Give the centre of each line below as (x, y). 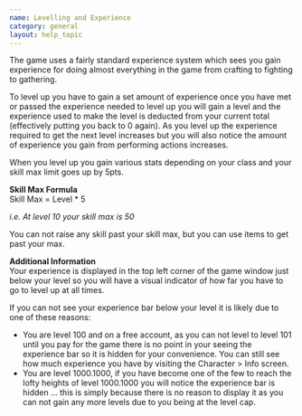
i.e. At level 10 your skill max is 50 (72, 217)
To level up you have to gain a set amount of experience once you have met (151, 97)
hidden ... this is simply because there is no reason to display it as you (153, 392)
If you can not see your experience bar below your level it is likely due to (144, 307)
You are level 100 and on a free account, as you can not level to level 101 (157, 335)
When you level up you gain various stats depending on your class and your (151, 163)
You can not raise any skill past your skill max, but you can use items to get (149, 234)
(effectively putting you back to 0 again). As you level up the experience (143, 126)
